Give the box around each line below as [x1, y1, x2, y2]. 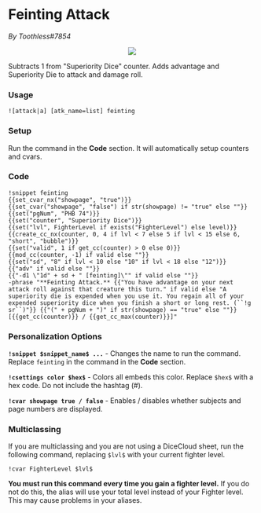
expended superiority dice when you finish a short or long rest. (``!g [8, 299, 252, 307]
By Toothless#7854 [8, 31, 72, 41]
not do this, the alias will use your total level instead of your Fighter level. [8, 487, 244, 497]
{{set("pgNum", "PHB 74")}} [8, 210, 101, 218]
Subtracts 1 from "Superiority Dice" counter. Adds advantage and [8, 61, 220, 71]
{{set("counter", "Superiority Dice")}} [8, 216, 143, 225]
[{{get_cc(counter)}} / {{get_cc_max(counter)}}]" [8, 313, 178, 321]
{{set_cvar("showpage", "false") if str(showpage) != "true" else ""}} [8, 203, 248, 211]
